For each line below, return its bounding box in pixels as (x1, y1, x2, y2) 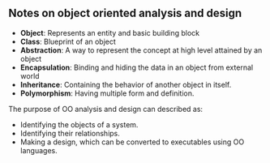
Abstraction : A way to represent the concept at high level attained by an (19, 45, 263, 55)
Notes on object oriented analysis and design (8, 6, 242, 20)
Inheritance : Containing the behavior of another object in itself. (19, 79, 232, 89)
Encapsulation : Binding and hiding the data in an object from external (19, 62, 254, 72)
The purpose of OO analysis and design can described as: (8, 104, 204, 114)
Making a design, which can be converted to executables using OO (19, 137, 245, 147)
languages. (19, 145, 58, 155)
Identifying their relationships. (19, 128, 120, 138)
